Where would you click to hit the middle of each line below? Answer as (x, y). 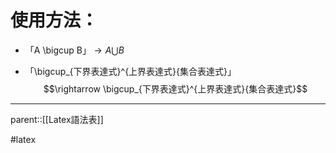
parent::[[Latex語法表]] (57, 119)
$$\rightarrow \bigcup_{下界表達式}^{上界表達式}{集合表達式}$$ (175, 88)
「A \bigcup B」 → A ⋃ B (74, 50)
